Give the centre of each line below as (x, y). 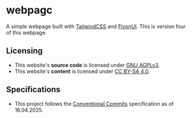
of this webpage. (26, 32)
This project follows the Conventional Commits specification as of (94, 103)
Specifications (33, 90)
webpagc (29, 10)
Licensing (24, 51)
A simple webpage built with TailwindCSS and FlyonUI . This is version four (96, 26)
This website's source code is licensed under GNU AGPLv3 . (87, 65)
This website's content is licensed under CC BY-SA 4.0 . (82, 71)
